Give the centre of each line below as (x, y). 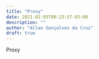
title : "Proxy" (25, 11)
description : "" (26, 22)
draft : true (21, 33)
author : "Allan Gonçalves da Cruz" (50, 28)
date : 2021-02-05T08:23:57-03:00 (47, 17)
